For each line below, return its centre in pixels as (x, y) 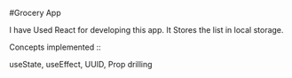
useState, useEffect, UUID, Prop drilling (81, 64)
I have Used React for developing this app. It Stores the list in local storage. (146, 30)
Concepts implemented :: (55, 47)
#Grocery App (36, 13)
